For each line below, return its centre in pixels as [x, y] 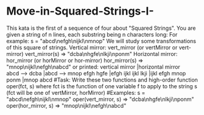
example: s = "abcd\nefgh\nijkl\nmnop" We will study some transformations [101, 41]
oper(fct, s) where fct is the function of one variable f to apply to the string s [102, 86]
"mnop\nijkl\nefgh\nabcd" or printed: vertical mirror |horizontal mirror [93, 67]
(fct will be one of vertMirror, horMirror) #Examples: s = [76, 92]
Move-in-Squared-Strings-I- [80, 11]
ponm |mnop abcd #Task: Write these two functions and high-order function [102, 80]
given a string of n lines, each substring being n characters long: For [92, 34]
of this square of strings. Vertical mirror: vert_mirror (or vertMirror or [92, 47]
